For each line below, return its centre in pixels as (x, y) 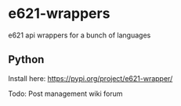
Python (26, 60)
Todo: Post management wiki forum (65, 94)
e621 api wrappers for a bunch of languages (80, 35)
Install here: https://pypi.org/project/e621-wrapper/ (90, 78)
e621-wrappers (59, 14)
